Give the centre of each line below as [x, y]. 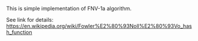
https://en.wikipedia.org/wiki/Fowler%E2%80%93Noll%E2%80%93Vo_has [99, 26]
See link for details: [30, 20]
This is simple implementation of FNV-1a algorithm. [69, 8]
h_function [19, 32]
